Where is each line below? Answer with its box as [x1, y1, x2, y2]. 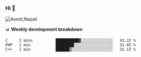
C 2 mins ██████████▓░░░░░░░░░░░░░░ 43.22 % [5, 38, 136, 43]
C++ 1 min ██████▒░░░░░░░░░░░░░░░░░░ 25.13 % [5, 47, 136, 52]
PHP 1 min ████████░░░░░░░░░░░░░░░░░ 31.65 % [5, 43, 136, 48]
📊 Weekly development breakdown [5, 26, 83, 33]
